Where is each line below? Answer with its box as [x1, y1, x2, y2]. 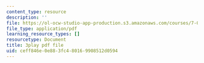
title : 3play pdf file [6, 43, 64, 49]
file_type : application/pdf [6, 25, 78, 32]
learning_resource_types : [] [6, 31, 80, 37]
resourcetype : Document [6, 37, 67, 43]
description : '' [6, 14, 47, 20]
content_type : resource [6, 8, 67, 15]
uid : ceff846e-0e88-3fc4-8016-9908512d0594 [6, 48, 118, 54]
